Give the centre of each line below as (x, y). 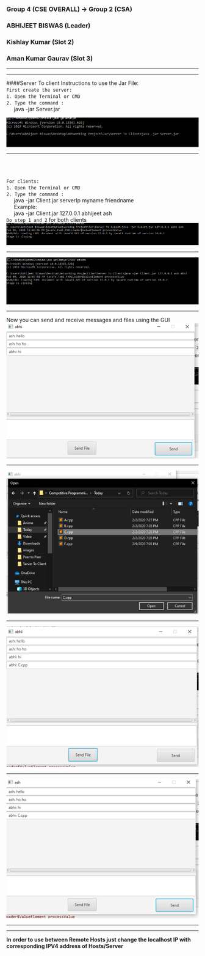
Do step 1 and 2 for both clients (47, 219)
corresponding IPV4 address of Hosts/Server (65, 946)
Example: (26, 207)
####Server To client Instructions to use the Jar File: (73, 83)
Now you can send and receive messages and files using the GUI (88, 320)
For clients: (23, 181)
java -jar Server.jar (37, 109)
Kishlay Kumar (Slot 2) (40, 42)
